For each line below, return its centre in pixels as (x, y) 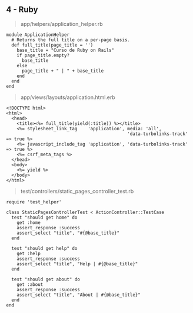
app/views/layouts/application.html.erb (68, 97)
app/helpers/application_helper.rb (61, 24)
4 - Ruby (22, 10)
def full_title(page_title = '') (52, 45)
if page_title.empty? (43, 55)
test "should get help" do (44, 248)
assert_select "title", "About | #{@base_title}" (79, 295)
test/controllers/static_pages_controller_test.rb (77, 191)
